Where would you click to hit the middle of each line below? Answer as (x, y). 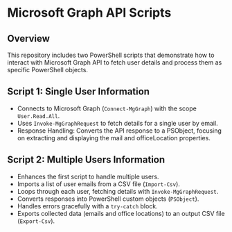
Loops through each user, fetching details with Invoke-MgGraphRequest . (118, 191)
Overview (29, 39)
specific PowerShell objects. (48, 70)
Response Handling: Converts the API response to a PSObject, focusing (119, 131)
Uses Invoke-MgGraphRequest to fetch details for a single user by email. (117, 123)
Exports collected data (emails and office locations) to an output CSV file (121, 213)
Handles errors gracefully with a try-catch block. (87, 206)
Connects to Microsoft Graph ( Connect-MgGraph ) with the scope (107, 108)
